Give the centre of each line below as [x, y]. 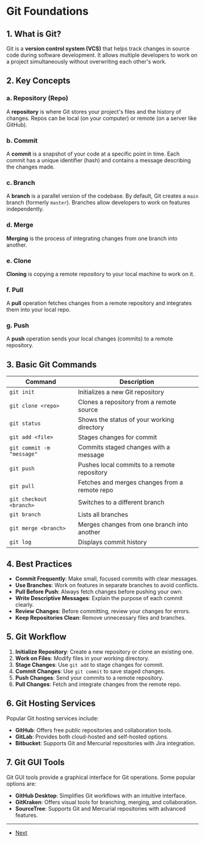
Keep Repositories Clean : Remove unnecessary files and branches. [100, 618]
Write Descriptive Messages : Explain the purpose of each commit [99, 598]
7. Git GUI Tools [36, 763]
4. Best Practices [39, 564]
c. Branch [21, 182]
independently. [25, 209]
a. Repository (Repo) [38, 98]
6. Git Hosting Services [51, 703]
